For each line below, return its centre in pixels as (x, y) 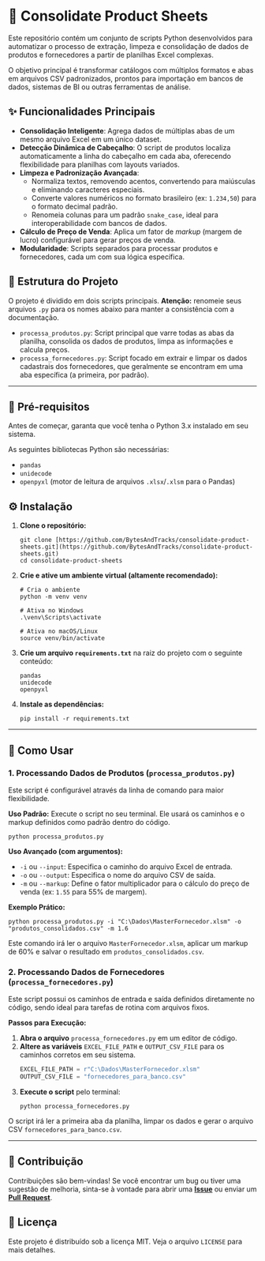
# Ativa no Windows (52, 611)
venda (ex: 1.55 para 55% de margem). (83, 891)
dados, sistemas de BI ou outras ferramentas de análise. (99, 87)
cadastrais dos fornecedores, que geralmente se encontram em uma (131, 366)
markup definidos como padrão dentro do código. (90, 822)
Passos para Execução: (47, 1023)
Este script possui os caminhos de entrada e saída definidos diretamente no (131, 999)
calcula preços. (45, 349)
